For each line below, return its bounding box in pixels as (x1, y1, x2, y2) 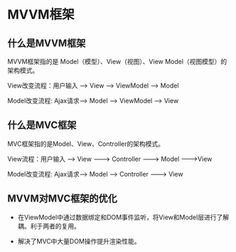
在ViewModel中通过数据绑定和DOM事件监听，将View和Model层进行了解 (17, 213, 230, 221)
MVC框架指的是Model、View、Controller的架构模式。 (7, 140, 165, 148)
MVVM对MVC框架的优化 (7, 193, 117, 205)
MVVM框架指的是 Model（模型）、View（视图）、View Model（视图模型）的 (7, 58, 227, 65)
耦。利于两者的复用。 (17, 221, 80, 230)
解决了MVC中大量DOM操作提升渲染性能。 (17, 236, 141, 246)
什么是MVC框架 (7, 119, 77, 132)
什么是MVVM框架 (7, 37, 86, 49)
